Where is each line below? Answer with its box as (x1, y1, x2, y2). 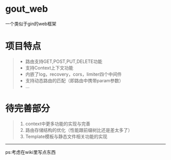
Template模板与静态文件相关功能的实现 (25, 133, 108, 140)
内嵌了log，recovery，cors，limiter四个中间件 (25, 71, 122, 77)
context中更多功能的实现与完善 (25, 121, 91, 127)
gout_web (5, 3, 48, 15)
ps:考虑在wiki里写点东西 (5, 149, 56, 155)
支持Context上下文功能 (25, 64, 74, 71)
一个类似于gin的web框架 (5, 20, 57, 27)
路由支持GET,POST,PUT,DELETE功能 (25, 58, 103, 64)
